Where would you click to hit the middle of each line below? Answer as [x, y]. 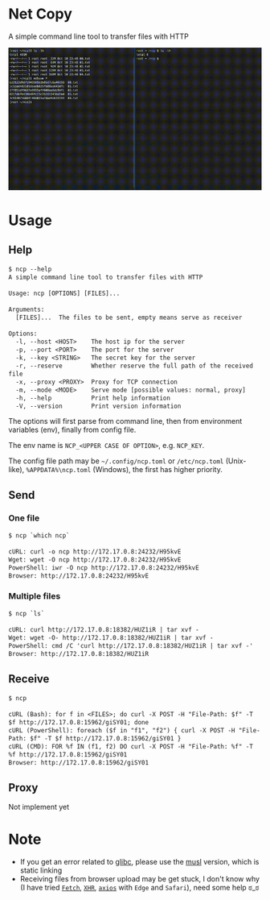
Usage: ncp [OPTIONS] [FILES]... [64, 294]
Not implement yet [39, 807]
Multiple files [35, 596]
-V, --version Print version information [98, 406]
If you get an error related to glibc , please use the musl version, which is [139, 861]
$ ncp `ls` [27, 614]
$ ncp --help [30, 270]
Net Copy [40, 14]
